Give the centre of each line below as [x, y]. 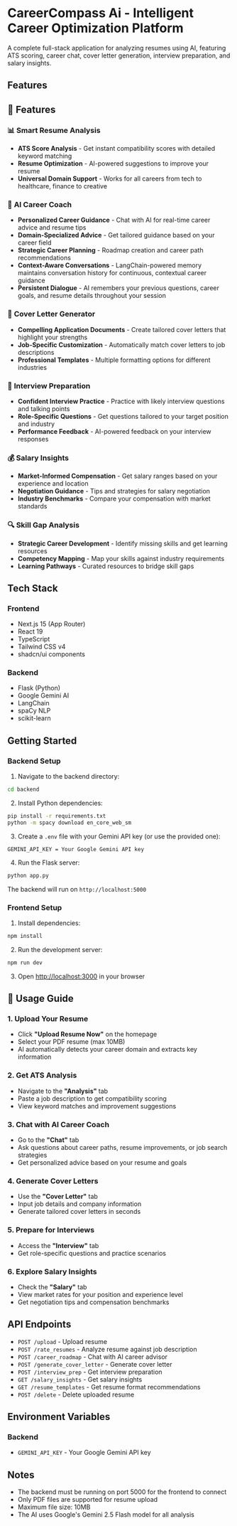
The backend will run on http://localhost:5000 [77, 889]
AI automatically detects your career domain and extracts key [107, 1050]
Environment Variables [59, 1417]
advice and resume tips [52, 228]
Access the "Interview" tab [58, 1245]
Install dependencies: [49, 923]
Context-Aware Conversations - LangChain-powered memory [110, 265]
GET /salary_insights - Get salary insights [80, 1379]
